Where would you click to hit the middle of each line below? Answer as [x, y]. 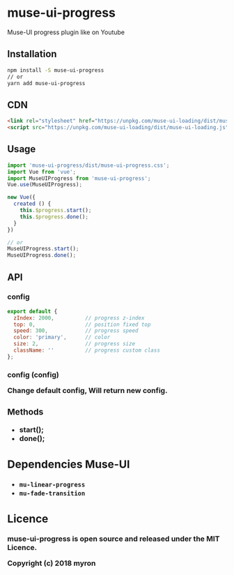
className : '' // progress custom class [87, 350]
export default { [32, 311]
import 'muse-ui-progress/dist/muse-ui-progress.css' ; [88, 165]
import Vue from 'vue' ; [42, 172]
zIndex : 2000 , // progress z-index [79, 318]
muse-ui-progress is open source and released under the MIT [114, 539]
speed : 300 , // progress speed [76, 331]
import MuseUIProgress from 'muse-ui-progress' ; [79, 178]
